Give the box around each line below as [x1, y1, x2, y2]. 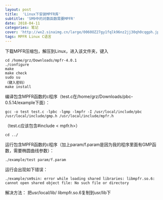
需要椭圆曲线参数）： [13, 147, 54, 153]
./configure [5, 62, 29, 67]
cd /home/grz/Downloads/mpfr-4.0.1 [5, 58, 77, 63]
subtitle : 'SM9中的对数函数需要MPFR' [5, 16, 76, 21]
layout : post [5, 7, 32, 12]
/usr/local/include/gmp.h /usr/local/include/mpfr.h [5, 113, 114, 118]
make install [5, 84, 32, 89]
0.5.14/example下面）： [5, 99, 50, 105]
